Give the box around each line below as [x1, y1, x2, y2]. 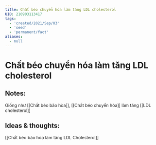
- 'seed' [9, 25, 27, 30]
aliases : [5, 35, 23, 39]
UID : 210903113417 [5, 12, 42, 17]
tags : [5, 16, 16, 21]
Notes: [5, 90, 26, 98]
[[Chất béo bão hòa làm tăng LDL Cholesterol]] [5, 134, 99, 140]
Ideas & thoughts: [5, 122, 60, 130]
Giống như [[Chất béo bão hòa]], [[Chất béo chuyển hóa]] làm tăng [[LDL [5, 102, 152, 108]
